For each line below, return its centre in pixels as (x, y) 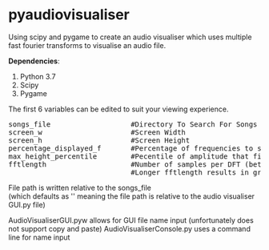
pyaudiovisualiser (69, 15)
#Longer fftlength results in (190, 172)
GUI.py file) (27, 204)
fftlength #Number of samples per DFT (124, 164)
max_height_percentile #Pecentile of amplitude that (129, 156)
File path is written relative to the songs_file (80, 187)
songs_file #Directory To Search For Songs (133, 124)
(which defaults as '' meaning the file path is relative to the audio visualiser (131, 196)
